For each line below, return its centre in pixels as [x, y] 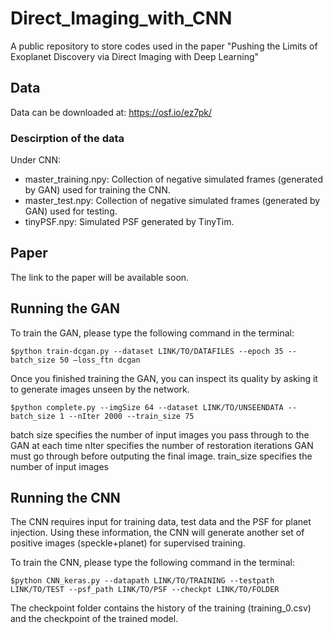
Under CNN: [35, 160]
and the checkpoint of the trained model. [94, 619]
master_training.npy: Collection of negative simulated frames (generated [174, 179]
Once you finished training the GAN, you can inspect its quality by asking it [164, 378]
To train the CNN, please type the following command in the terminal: [152, 563]
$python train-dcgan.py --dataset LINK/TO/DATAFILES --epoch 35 [147, 351]
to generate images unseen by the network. [100, 389]
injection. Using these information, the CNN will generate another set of [157, 533]
